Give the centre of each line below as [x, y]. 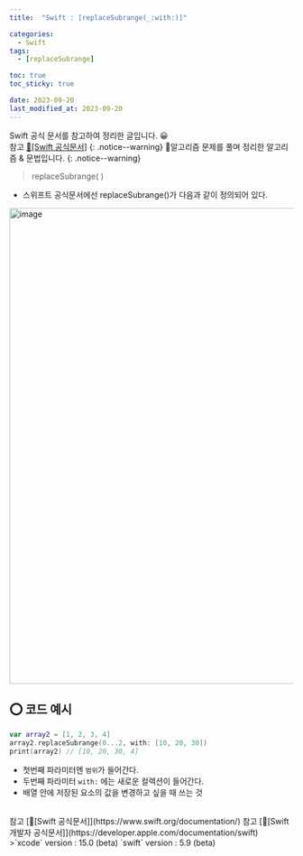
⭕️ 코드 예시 [41, 710]
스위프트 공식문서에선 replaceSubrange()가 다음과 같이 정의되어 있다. [145, 194]
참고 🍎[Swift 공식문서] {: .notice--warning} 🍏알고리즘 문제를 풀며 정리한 [137, 146]
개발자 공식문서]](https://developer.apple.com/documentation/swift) [134, 833]
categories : [32, 34]
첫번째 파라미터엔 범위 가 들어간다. [80, 770]
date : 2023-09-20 [42, 100]
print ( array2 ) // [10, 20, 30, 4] [74, 752]
